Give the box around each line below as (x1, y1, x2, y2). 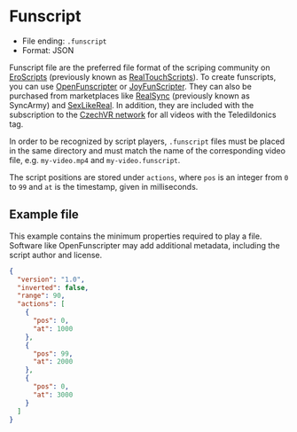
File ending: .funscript (21, 35, 107, 46)
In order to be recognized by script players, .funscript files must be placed (9, 136, 285, 146)
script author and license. (9, 249, 103, 260)
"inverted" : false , (17, 283, 90, 292)
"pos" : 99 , (32, 349, 74, 358)
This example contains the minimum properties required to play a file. (9, 231, 262, 241)
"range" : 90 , (17, 291, 66, 301)
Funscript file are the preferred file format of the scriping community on (9, 62, 270, 73)
